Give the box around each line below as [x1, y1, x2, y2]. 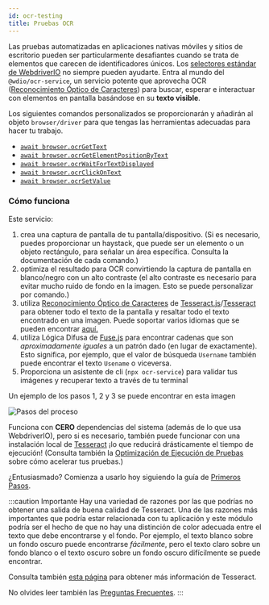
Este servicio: [8, 214, 54, 223]
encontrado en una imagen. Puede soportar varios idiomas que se [19, 315, 240, 325]
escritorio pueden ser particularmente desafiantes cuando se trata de [8, 50, 239, 60]
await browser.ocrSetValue [19, 177, 111, 186]
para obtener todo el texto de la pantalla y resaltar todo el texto [19, 307, 230, 316]
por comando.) [19, 290, 70, 299]
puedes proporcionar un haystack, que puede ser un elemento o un [19, 238, 244, 248]
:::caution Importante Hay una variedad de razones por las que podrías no [8, 496, 254, 506]
